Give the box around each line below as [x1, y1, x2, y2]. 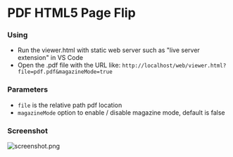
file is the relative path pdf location [17, 101, 122, 109]
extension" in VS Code [17, 54, 83, 62]
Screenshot [7, 125, 48, 135]
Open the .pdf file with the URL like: [17, 61, 121, 70]
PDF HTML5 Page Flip [7, 5, 136, 21]
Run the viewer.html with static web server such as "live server [17, 46, 201, 54]
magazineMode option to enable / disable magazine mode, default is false [17, 108, 225, 117]
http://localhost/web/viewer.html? [122, 62, 227, 70]
